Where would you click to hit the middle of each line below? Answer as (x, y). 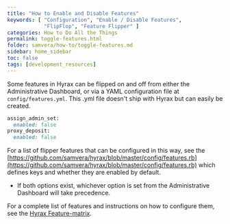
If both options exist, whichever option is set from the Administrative (113, 186)
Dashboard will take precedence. (64, 193)
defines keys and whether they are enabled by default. (84, 173)
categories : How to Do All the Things (62, 33)
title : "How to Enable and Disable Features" (73, 13)
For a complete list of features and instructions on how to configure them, (111, 206)
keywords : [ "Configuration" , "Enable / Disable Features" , (95, 20)
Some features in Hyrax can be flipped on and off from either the (99, 84)
